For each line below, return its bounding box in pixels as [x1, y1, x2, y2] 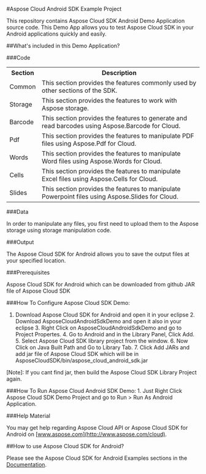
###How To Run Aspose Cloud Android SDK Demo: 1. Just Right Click [6, 387, 183, 394]
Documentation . [6, 461, 47, 468]
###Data [6, 208, 29, 215]
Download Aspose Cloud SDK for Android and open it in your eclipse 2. [15, 311, 195, 318]
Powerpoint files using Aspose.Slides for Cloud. [42, 192, 179, 200]
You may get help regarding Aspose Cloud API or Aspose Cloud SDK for [6, 424, 188, 431]
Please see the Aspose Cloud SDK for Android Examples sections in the [6, 454, 188, 462]
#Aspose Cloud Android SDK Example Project [6, 6, 122, 12]
